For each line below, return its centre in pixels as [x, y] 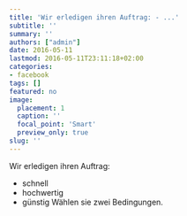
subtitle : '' [33, 26]
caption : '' [39, 116]
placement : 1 [41, 108]
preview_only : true [53, 133]
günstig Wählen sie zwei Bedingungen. [92, 202]
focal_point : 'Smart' [57, 125]
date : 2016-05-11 [41, 50]
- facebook [29, 75]
